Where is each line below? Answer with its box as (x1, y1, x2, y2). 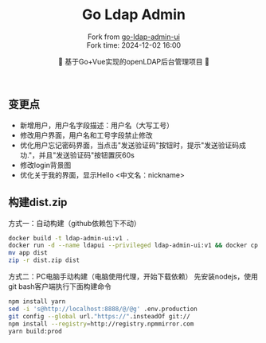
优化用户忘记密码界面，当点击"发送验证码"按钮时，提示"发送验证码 (19, 140, 240, 150)
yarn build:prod (8, 327, 62, 335)
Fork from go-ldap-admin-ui (87, 32, 181, 41)
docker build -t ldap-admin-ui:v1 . (8, 234, 130, 242)
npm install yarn (8, 298, 66, 306)
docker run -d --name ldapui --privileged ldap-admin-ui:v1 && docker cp (8, 241, 259, 250)
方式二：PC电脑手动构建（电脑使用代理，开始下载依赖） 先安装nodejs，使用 (8, 272, 259, 282)
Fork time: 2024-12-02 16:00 (86, 40, 182, 49)
